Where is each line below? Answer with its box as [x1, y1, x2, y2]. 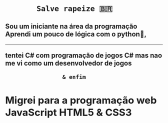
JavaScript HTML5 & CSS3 [5, 105, 132, 118]
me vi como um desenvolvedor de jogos [5, 59, 132, 67]
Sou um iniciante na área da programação [5, 22, 137, 30]
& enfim [62, 73, 86, 80]
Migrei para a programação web [5, 93, 157, 106]
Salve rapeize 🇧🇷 [36, 4, 112, 13]
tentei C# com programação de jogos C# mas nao [5, 51, 162, 59]
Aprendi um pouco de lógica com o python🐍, [5, 29, 146, 38]
